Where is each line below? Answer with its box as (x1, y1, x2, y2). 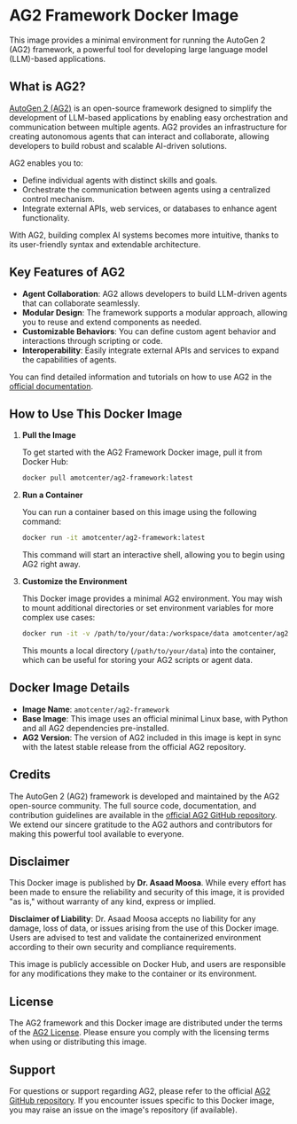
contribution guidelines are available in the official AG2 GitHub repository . (9, 809, 277, 820)
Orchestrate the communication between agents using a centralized (21, 183, 270, 195)
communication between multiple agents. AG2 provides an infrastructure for (9, 121, 287, 132)
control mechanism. (21, 193, 95, 204)
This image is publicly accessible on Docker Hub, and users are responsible (9, 959, 286, 970)
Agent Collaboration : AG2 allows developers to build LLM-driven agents (21, 288, 288, 299)
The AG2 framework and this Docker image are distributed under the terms (9, 1018, 284, 1028)
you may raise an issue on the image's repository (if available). (9, 1104, 238, 1115)
